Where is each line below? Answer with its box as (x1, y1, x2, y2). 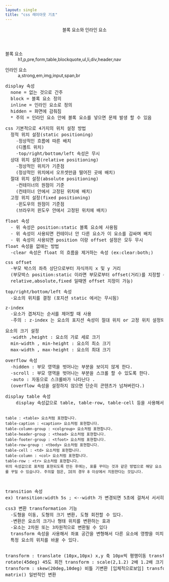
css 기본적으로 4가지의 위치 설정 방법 (5, 125, 87, 131)
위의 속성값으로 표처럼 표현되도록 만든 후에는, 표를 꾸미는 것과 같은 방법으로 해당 (5, 464, 153, 469)
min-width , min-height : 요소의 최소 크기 (10, 340, 111, 346)
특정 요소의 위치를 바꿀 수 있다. (10, 537, 79, 543)
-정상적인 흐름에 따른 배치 (16, 138, 71, 144)
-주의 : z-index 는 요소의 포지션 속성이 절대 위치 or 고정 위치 (10, 317, 150, 323)
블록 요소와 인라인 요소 (62, 26, 107, 33)
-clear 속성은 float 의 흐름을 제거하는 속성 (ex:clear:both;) (10, 249, 153, 255)
